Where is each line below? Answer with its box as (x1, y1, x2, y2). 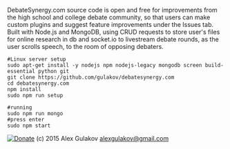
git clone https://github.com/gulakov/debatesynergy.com (7, 74, 175, 81)
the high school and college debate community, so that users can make (7, 13, 211, 21)
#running (7, 104, 32, 111)
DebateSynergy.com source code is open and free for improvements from (7, 6, 218, 14)
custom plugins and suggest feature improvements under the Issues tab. (7, 21, 214, 28)
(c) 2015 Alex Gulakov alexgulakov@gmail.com (36, 135, 169, 142)
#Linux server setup (7, 56, 67, 63)
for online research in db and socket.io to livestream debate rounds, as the (7, 35, 219, 43)
